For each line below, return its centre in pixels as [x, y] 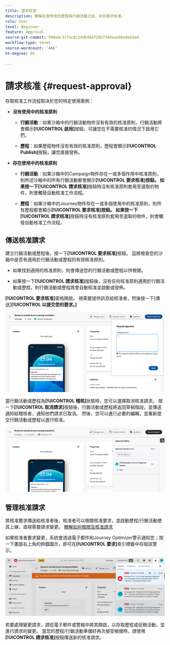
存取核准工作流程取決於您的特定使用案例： [50, 101]
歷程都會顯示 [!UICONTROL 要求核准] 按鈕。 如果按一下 [81, 210]
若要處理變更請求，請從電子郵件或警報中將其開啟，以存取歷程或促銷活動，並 [85, 625]
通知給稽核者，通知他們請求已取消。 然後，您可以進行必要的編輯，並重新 [81, 413]
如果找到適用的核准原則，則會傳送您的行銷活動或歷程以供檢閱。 [79, 271]
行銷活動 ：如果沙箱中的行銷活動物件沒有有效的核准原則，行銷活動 [89, 123]
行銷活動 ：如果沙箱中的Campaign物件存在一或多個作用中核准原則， [91, 174]
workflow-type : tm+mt [28, 43]
